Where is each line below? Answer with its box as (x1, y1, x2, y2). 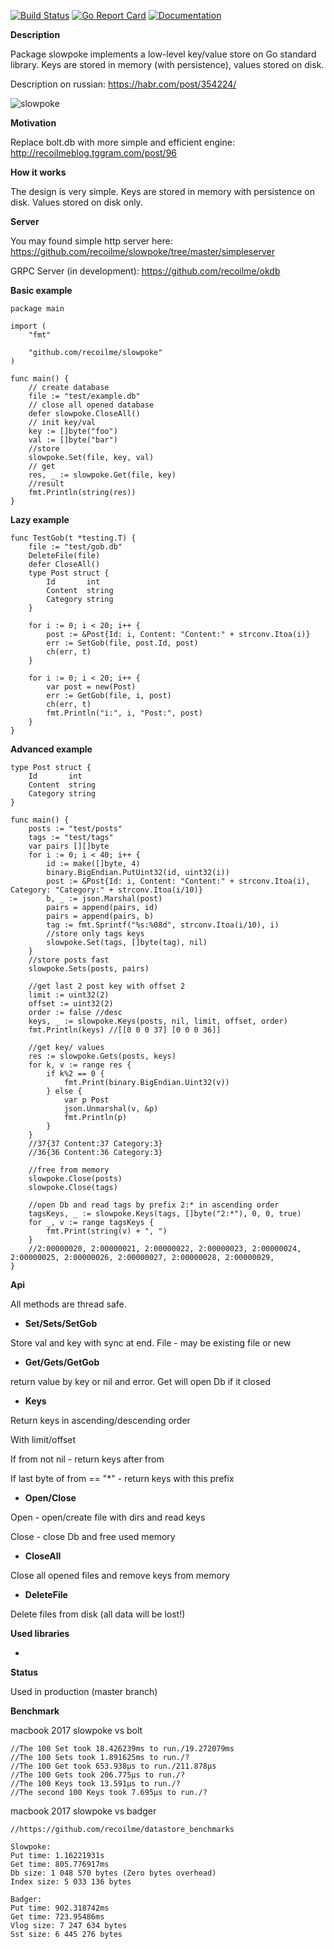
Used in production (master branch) (10, 1686, 158, 1697)
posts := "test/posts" (28, 824, 123, 834)
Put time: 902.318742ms (10, 1903, 110, 1913)
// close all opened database (28, 400, 155, 410)
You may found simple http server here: (10, 235, 173, 247)
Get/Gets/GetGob (24, 1356, 100, 1368)
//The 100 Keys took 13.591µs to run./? (10, 1779, 182, 1789)
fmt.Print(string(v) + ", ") (46, 1226, 168, 1236)
